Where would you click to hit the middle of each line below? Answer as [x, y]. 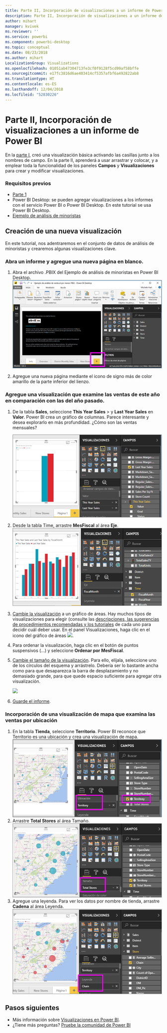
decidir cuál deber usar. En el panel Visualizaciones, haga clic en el [81, 630]
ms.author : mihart [24, 58]
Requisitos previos [28, 183]
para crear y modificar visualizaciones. [45, 171]
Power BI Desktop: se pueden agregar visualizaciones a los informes [83, 200]
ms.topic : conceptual [28, 47]
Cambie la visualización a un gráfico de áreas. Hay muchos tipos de [82, 614]
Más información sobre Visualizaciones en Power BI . [66, 1020]
